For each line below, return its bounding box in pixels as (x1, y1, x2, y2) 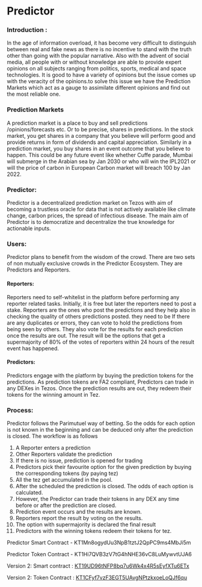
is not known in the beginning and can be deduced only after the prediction (7, 426, 194, 433)
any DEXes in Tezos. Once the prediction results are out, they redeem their (7, 384, 192, 392)
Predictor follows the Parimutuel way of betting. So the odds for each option (7, 420, 195, 427)
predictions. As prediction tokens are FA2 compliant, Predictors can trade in (7, 378, 194, 385)
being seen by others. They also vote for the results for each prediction (7, 325, 183, 332)
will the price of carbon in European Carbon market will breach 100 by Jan (7, 164, 191, 171)
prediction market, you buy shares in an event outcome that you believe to (7, 144, 191, 152)
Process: (7, 406, 34, 414)
